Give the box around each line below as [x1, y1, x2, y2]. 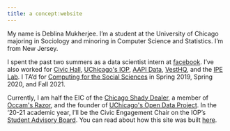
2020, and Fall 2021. [7, 79, 66, 88]
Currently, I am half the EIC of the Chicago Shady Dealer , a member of [7, 93, 209, 102]
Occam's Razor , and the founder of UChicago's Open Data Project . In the [7, 100, 217, 109]
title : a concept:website [7, 10, 82, 17]
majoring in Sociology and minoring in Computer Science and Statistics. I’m [7, 36, 224, 45]
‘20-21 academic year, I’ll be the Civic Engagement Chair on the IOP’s [7, 108, 206, 116]
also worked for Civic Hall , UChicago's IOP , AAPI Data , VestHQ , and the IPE [7, 65, 223, 73]
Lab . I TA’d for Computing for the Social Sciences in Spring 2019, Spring [7, 72, 213, 81]
